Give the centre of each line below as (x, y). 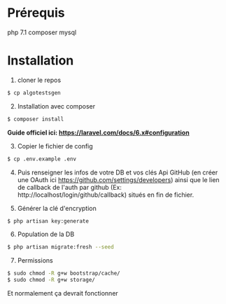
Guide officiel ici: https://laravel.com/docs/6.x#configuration (99, 132)
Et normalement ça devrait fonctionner (63, 293)
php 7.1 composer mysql (42, 32)
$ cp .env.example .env (42, 159)
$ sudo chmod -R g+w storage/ (51, 280)
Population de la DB (46, 234)
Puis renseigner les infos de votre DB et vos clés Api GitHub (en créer (118, 172)
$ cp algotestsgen (34, 92)
